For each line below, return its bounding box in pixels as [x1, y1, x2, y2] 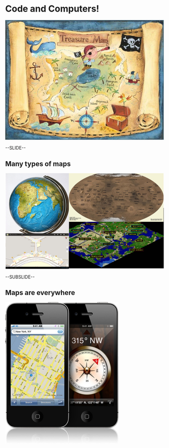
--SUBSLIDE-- [5, 274, 35, 280]
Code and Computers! [5, 3, 100, 15]
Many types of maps [5, 160, 71, 168]
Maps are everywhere [5, 288, 75, 297]
